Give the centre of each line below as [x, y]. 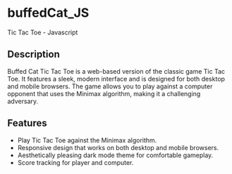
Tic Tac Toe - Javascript [43, 32]
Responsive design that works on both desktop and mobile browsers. [118, 147]
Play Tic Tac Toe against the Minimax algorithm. [87, 140]
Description [33, 54]
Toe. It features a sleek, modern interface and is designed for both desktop [116, 79]
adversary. [23, 101]
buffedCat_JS [48, 13]
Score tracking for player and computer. [75, 162]
